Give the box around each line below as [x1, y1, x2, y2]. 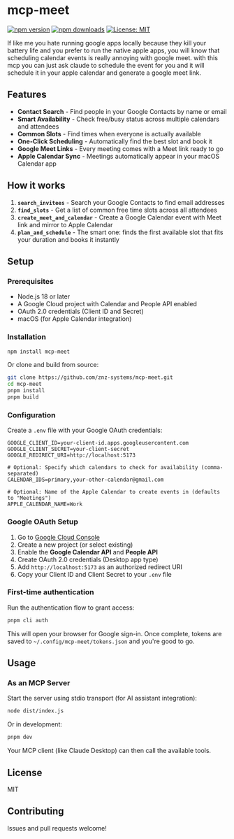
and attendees [17, 122, 59, 131]
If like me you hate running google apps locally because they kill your [7, 38, 207, 47]
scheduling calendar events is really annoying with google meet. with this [7, 53, 219, 62]
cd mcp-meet [7, 380, 42, 388]
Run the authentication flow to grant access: [7, 603, 135, 612]
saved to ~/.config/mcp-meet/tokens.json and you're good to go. [7, 637, 195, 645]
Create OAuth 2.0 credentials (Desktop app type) [17, 555, 159, 564]
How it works [7, 180, 66, 192]
